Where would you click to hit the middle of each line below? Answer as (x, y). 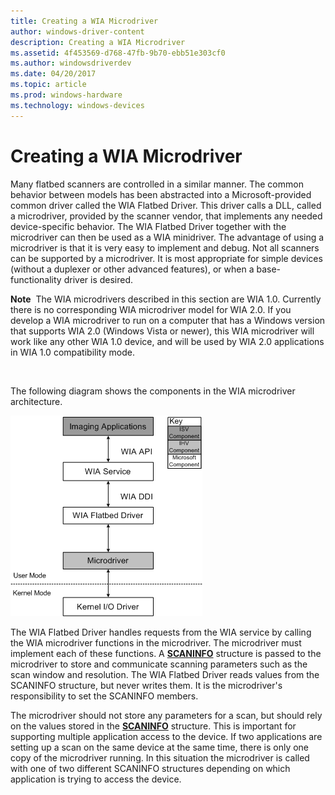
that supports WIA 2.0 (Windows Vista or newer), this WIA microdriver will (162, 331)
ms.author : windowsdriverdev (71, 63)
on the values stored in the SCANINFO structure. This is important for (153, 726)
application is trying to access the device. (96, 779)
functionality (36, 279)
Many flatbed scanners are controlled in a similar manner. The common (157, 184)
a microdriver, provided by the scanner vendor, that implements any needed (166, 216)
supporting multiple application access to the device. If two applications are (166, 736)
